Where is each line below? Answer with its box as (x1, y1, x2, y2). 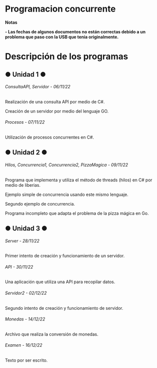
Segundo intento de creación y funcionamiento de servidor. (5, 305, 124, 311)
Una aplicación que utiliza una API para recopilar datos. (5, 279, 115, 285)
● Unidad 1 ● (5, 70, 46, 79)
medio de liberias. (5, 182, 41, 188)
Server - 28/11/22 (5, 238, 40, 243)
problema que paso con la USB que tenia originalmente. (5, 34, 119, 40)
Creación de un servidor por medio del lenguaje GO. (5, 108, 109, 114)
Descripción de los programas (5, 51, 128, 62)
